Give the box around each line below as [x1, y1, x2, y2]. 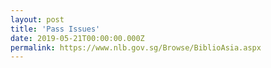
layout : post [10, 14, 65, 25]
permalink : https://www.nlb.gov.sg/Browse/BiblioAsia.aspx [10, 42, 262, 53]
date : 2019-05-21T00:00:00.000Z [10, 33, 145, 43]
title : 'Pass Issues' [10, 24, 101, 34]
